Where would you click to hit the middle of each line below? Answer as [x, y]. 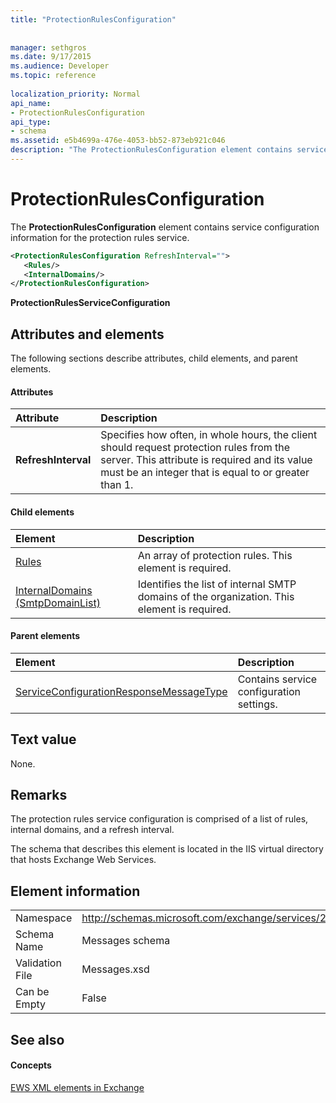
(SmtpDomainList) [58, 603]
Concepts [31, 1065]
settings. [257, 704]
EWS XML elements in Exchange [77, 1087]
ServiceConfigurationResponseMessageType [121, 691]
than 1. [117, 485]
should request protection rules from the [195, 448]
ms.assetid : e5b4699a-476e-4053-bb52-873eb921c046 [118, 141]
